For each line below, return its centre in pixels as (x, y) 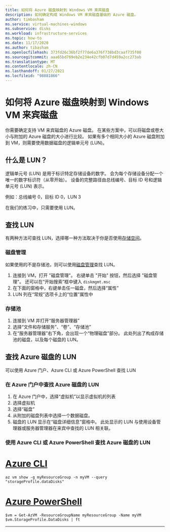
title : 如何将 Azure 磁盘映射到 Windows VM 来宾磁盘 (57, 10)
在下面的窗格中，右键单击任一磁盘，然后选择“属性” (66, 288)
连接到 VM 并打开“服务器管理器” (46, 321)
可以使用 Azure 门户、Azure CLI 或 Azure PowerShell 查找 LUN (71, 370)
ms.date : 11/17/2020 (27, 43)
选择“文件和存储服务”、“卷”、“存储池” (52, 327)
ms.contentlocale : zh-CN (31, 66)
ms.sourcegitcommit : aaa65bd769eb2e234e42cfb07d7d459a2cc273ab (73, 57)
